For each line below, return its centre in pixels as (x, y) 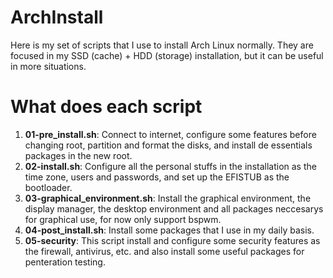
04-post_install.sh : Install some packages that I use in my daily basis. (169, 230)
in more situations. (48, 66)
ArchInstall (57, 17)
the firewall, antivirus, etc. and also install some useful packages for (164, 251)
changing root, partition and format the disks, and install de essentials (168, 145)
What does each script (106, 107)
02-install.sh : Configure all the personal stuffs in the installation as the (170, 166)
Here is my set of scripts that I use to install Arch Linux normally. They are (162, 45)
